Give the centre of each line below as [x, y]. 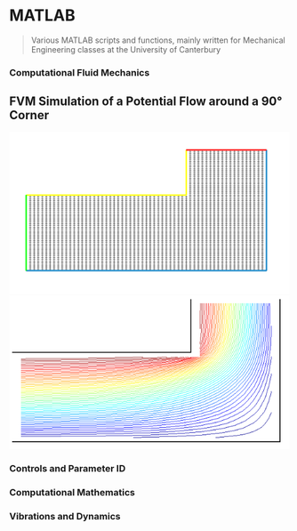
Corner [29, 115]
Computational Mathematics [72, 493]
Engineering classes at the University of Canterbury [126, 49]
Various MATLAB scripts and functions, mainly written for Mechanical [158, 40]
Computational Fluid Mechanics [80, 72]
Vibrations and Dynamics [65, 517]
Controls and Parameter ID [68, 469]
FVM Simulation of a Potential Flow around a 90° [146, 102]
